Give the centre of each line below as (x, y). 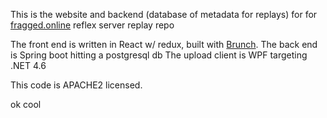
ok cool (26, 104)
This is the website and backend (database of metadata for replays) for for (164, 14)
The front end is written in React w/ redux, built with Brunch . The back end (164, 44)
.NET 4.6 (28, 65)
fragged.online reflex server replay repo (92, 25)
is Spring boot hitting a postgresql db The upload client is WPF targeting (159, 55)
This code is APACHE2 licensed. (76, 85)
